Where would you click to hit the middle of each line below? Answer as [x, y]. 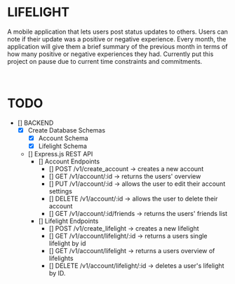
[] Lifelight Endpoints [68, 221]
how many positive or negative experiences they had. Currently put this [110, 54]
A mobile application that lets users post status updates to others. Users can [117, 32]
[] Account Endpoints [69, 161]
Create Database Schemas [67, 130]
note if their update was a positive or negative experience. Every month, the [117, 39]
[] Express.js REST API [60, 154]
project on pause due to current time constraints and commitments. [105, 61]
